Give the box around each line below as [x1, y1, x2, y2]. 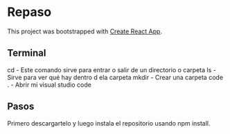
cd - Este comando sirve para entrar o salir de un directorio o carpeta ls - [7, 65, 216, 74]
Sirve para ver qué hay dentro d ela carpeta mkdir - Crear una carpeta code [7, 73, 224, 81]
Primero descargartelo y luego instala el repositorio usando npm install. [7, 119, 211, 127]
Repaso [7, 4, 52, 20]
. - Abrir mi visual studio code [7, 81, 91, 89]
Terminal [7, 47, 46, 59]
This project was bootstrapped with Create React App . [7, 27, 163, 35]
